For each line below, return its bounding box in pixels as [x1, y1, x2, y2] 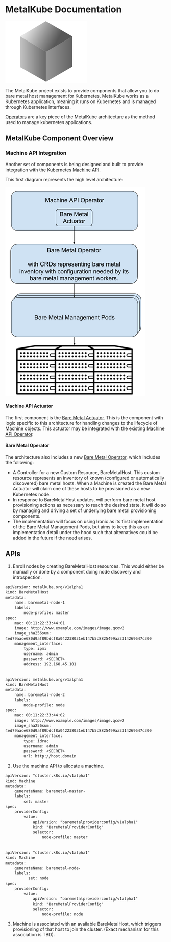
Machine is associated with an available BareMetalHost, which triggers [12, 920, 162, 927]
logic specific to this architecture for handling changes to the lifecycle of [5, 420, 158, 426]
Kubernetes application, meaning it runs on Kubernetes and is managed [5, 98, 156, 105]
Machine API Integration [5, 150, 67, 157]
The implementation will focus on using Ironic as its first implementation [12, 519, 164, 525]
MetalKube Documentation [5, 4, 122, 15]
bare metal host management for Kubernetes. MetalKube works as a [5, 93, 149, 99]
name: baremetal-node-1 [14, 600, 65, 605]
